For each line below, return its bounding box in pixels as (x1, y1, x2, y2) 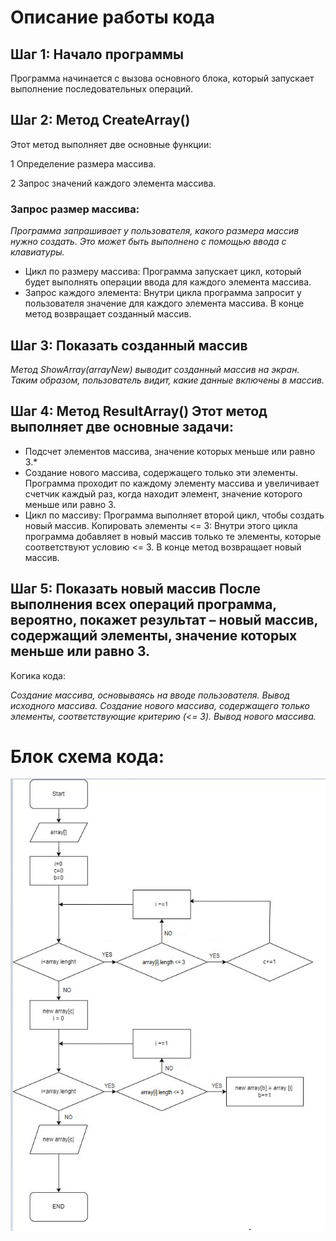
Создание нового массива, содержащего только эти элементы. (24, 466, 298, 478)
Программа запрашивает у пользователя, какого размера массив (10, 225, 300, 237)
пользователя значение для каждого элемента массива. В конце (24, 297, 305, 310)
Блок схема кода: (10, 745, 165, 768)
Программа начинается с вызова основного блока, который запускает (10, 72, 315, 84)
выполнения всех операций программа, (10, 596, 277, 613)
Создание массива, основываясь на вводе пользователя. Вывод (10, 689, 290, 701)
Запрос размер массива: (10, 202, 140, 216)
